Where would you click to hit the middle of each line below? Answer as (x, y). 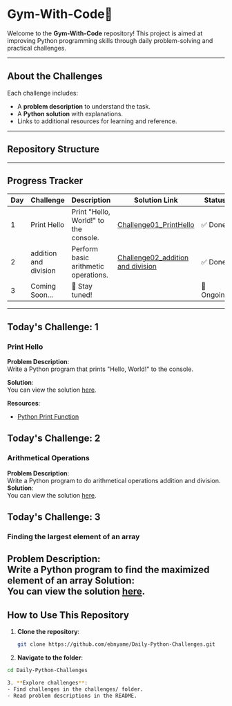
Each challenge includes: (43, 93)
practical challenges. (37, 48)
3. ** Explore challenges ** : (48, 683)
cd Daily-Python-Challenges (48, 671)
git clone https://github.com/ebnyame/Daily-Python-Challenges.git (116, 644)
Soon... (42, 295)
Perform (85, 249)
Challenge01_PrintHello (156, 225)
